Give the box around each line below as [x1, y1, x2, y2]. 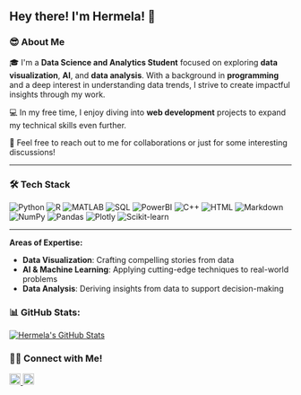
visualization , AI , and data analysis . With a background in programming [9, 69, 279, 81]
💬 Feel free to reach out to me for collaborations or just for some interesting [9, 136, 288, 148]
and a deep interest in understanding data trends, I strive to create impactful [9, 79, 291, 90]
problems [21, 273, 58, 284]
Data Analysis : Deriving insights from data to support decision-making [21, 283, 284, 294]
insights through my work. [9, 89, 106, 100]
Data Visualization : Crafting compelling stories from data [21, 254, 235, 265]
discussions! [9, 146, 56, 157]
